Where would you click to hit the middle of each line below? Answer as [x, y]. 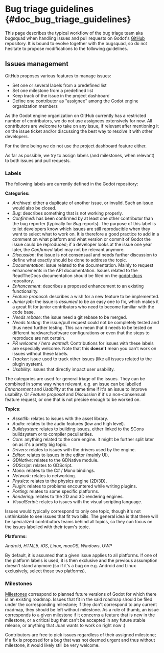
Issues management [37, 64]
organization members [35, 106]
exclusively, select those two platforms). [46, 571]
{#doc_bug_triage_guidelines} [68, 19]
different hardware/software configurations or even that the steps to [81, 333]
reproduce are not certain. [38, 338]
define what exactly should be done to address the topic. [70, 260]
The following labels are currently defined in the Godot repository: [72, 184]
